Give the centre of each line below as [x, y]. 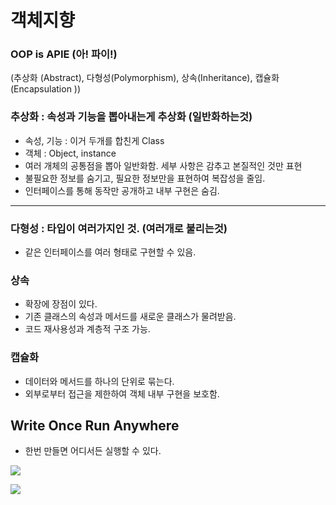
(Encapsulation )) [46, 89]
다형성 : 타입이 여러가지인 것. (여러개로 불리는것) [119, 228]
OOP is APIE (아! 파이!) [64, 54]
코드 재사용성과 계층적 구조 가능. [87, 329]
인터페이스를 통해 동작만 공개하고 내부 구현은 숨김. [122, 190]
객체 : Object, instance [70, 153]
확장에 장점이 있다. [61, 304]
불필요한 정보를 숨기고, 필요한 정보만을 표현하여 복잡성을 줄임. [145, 178]
